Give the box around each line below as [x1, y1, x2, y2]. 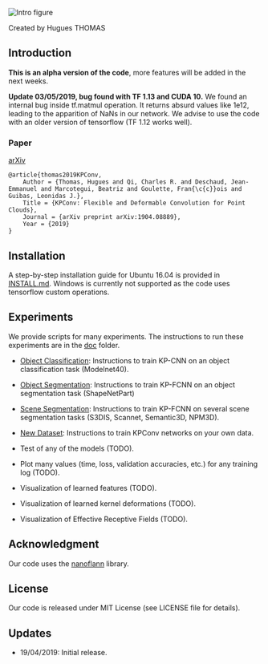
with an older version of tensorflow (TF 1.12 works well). [8, 117, 193, 127]
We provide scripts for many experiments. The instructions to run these [8, 331, 244, 341]
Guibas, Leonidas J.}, [8, 192, 84, 200]
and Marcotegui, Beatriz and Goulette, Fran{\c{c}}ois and [40, 185, 242, 193]
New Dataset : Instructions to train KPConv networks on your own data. [19, 427, 254, 437]
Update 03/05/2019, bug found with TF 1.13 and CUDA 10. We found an [8, 91, 247, 101]
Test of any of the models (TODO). [19, 443, 135, 453]
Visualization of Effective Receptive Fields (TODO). [19, 514, 189, 524]
